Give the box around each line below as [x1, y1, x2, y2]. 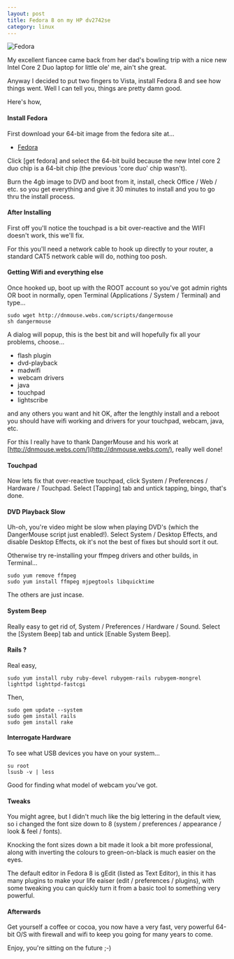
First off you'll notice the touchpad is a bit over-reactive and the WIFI [7, 224, 205, 232]
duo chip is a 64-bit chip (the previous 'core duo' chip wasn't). [7, 163, 187, 172]
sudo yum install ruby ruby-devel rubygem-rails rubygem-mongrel [7, 675, 201, 682]
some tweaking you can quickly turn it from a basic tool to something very [7, 884, 221, 893]
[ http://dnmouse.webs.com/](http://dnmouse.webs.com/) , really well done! [7, 445, 223, 453]
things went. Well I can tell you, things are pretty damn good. [7, 85, 182, 93]
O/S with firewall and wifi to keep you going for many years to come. [16, 930, 213, 939]
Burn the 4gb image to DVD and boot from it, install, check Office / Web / [7, 177, 217, 186]
